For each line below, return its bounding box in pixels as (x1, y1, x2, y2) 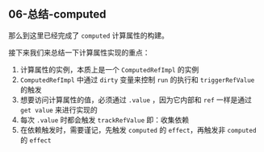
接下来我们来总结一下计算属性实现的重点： (8, 47, 150, 57)
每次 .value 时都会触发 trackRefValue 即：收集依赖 (19, 115, 190, 125)
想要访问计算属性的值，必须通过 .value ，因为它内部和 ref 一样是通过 (19, 95, 252, 105)
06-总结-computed (8, 7, 107, 22)
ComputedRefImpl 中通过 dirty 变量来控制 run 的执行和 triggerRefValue (19, 75, 255, 84)
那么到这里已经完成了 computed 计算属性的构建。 (8, 31, 170, 40)
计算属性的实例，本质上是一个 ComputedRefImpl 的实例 (19, 64, 199, 74)
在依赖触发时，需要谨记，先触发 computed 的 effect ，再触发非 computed (19, 125, 257, 134)
